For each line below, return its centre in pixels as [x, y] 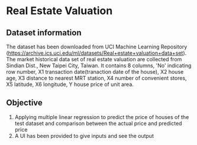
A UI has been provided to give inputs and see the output [84, 136]
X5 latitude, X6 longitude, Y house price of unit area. [70, 84]
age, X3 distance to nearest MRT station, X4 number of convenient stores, [97, 78]
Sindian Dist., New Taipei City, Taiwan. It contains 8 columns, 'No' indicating [99, 65]
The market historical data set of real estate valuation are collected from [94, 59]
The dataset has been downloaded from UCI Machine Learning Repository [97, 47]
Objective [25, 103]
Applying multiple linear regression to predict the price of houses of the [102, 117]
